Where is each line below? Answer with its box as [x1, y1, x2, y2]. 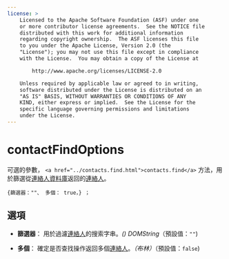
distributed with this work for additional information [19, 29, 184, 37]
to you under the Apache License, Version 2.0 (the [19, 42, 171, 49]
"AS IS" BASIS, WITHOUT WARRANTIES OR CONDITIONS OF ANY [19, 93, 187, 100]
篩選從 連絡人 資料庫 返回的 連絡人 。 [12, 174, 110, 182]
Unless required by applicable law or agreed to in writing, [19, 80, 199, 87]
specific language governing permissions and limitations [19, 106, 190, 113]
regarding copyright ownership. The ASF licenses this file [19, 36, 199, 43]
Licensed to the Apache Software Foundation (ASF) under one [19, 17, 199, 23]
